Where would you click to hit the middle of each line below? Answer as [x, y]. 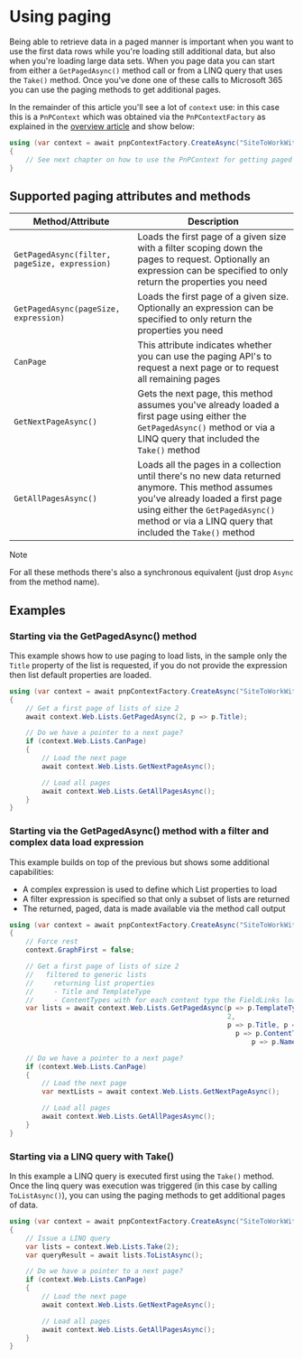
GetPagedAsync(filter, [62, 255]
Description [213, 221]
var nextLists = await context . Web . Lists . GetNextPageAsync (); [161, 1092]
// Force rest [52, 942]
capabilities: [32, 871]
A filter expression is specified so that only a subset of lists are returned [156, 898]
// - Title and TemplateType [88, 991]
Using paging [60, 17]
